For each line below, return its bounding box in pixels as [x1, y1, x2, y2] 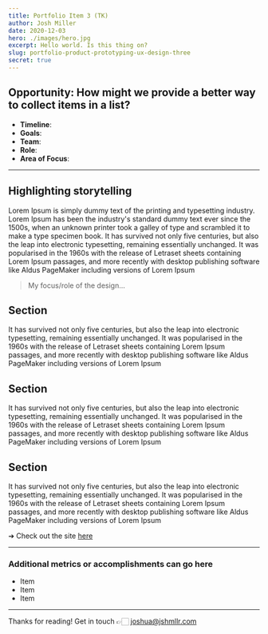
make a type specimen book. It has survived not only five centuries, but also [8, 231, 259, 241]
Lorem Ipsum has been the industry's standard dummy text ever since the [8, 213, 251, 224]
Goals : [19, 128, 42, 138]
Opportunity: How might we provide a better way [8, 86, 256, 100]
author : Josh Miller [8, 19, 77, 27]
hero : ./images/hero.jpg [8, 34, 91, 42]
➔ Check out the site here [8, 531, 93, 540]
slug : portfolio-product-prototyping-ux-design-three [8, 49, 191, 57]
